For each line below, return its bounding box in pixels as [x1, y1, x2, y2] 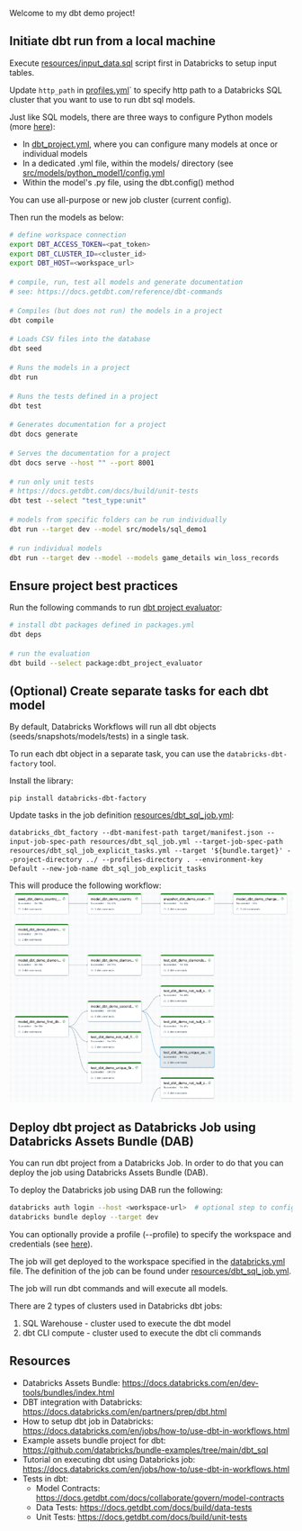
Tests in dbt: [22, 1472, 69, 1484]
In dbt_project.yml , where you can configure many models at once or [22, 139, 279, 149]
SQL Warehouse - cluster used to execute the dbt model [22, 1318, 231, 1329]
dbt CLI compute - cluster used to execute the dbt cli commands [22, 1327, 262, 1338]
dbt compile [9, 315, 54, 325]
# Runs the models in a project [9, 364, 130, 373]
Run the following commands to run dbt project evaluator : [9, 602, 223, 613]
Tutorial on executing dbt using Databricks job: [22, 1454, 196, 1464]
